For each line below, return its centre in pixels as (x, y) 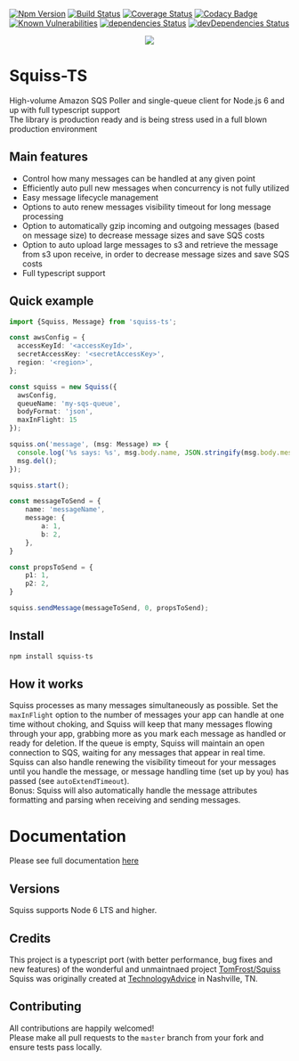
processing (43, 216)
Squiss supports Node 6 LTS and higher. (83, 910)
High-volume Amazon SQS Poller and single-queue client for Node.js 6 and (147, 100)
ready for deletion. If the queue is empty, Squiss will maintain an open (137, 743)
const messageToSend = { (55, 502)
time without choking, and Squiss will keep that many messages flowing (141, 724)
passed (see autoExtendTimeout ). (69, 781)
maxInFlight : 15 (47, 420)
